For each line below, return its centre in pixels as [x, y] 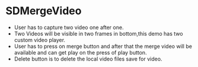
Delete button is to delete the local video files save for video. [88, 59]
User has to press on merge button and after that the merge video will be [103, 46]
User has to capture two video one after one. [69, 27]
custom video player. [40, 40]
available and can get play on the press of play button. [80, 52]
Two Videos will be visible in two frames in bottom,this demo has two [98, 33]
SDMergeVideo [44, 11]
